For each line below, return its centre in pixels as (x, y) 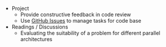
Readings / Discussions (40, 27)
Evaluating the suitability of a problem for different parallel (90, 33)
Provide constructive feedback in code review (76, 15)
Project (20, 8)
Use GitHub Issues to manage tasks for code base (81, 21)
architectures (36, 39)
